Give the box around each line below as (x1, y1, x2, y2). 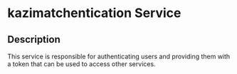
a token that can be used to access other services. (7, 60, 156, 68)
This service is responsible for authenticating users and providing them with (7, 52, 231, 60)
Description (7, 33, 60, 46)
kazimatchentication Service (7, 5, 181, 21)
